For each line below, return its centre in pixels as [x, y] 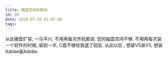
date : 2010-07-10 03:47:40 [34, 19]
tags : [11, 24]
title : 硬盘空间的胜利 [27, 10]
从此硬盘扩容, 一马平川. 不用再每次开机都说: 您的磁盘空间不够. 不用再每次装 [83, 39]
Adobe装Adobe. [22, 51]
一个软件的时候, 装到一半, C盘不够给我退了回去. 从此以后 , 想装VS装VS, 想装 [84, 45]
